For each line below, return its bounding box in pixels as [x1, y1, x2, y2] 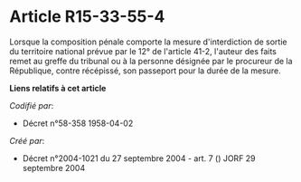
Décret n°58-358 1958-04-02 [22, 118, 134, 129]
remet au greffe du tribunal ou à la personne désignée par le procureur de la [9, 55, 293, 66]
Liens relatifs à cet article [9, 82, 107, 93]
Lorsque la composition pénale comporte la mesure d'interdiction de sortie [9, 36, 287, 47]
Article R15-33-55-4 [9, 6, 165, 27]
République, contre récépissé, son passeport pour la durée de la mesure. [9, 65, 282, 76]
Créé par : [9, 135, 45, 146]
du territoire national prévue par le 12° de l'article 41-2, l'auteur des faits [9, 45, 277, 56]
